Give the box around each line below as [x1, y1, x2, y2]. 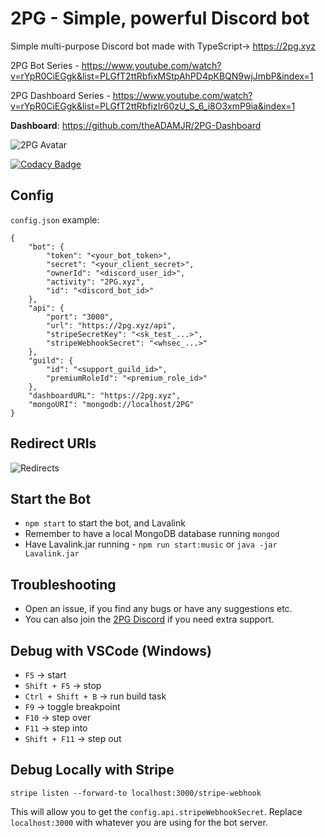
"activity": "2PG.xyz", [46, 277, 145, 287]
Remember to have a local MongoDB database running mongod [24, 528, 280, 540]
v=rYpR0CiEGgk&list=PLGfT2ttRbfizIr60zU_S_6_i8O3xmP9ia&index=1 [10, 100, 296, 112]
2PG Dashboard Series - [10, 89, 111, 101]
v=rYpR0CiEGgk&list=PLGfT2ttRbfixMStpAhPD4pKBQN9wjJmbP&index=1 [10, 70, 314, 82]
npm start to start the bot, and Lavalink [24, 517, 186, 529]
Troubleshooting [10, 576, 117, 593]
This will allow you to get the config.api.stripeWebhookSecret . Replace [10, 805, 303, 817]
